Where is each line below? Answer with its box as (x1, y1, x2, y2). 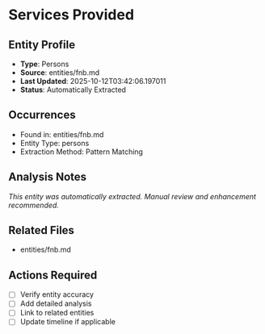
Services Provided (8, 6, 135, 24)
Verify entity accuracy (19, 290, 95, 299)
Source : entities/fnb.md (19, 68, 100, 77)
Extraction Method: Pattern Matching (19, 147, 144, 157)
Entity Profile (8, 38, 75, 52)
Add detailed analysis (19, 299, 92, 308)
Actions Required (8, 268, 98, 282)
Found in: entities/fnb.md (19, 129, 104, 139)
